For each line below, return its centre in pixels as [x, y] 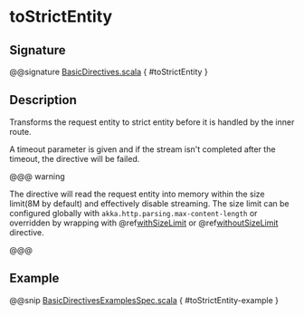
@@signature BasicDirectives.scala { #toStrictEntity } [109, 72]
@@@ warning [37, 176]
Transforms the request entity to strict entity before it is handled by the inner [152, 122]
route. [20, 131]
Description [43, 100]
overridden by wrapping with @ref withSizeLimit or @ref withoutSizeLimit [144, 223]
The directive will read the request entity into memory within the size [137, 194]
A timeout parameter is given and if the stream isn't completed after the [142, 149]
